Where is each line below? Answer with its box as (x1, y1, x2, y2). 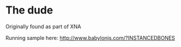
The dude (5, 4, 53, 17)
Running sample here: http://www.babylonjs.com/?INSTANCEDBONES (5, 34, 176, 41)
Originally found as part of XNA (5, 23, 82, 30)
